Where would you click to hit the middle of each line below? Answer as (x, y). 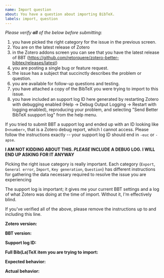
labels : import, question (31, 19)
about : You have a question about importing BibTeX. (60, 14)
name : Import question (28, 10)
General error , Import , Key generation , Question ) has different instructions (80, 169)
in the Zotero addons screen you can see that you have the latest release (86, 52)
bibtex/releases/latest (34, 63)
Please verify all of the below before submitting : (54, 33)
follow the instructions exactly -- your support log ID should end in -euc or (80, 135)
